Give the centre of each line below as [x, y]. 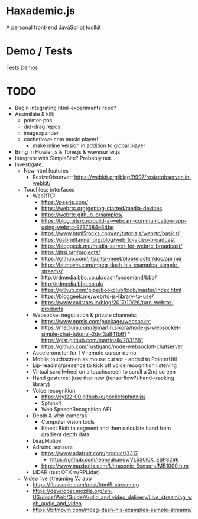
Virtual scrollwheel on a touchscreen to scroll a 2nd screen [104, 371]
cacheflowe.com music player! [61, 139]
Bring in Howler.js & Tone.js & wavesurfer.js [67, 151]
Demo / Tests [39, 51]
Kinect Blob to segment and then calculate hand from [106, 428]
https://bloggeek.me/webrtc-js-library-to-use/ [98, 296]
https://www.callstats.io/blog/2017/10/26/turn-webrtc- [107, 302]
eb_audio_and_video [57, 503]
